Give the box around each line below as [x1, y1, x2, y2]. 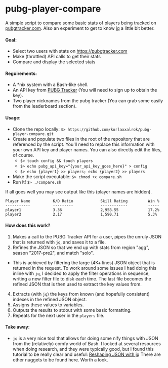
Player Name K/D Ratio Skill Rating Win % [5, 198, 159, 203]
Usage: [5, 114, 21, 120]
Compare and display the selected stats [12, 59, 96, 65]
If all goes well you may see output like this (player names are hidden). [5, 188, 152, 195]
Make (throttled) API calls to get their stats [12, 54, 101, 60]
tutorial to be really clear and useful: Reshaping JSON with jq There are [12, 351, 161, 357]
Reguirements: [5, 70, 37, 76]
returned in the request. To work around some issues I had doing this [12, 265, 157, 271]
